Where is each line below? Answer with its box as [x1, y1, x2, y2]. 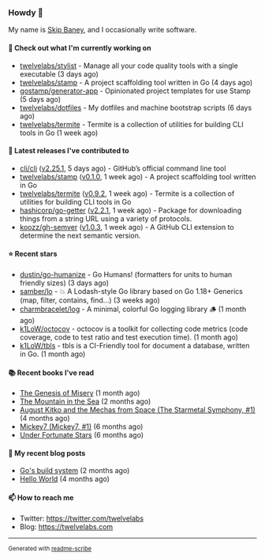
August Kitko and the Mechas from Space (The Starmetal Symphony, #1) [19, 405, 256, 415]
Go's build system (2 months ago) [19, 466, 130, 475]
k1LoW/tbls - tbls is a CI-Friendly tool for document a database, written [19, 340, 250, 350]
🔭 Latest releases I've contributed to [8, 146, 129, 156]
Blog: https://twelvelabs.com [19, 521, 114, 532]
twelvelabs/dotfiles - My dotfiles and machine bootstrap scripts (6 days [19, 103, 252, 112]
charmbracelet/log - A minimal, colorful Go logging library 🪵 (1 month [19, 304, 247, 314]
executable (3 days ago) [19, 69, 99, 78]
